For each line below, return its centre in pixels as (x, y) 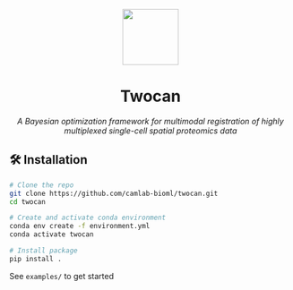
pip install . (36, 259)
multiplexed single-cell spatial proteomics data (151, 131)
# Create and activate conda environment (88, 218)
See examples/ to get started (62, 276)
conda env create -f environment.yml (80, 226)
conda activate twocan (52, 235)
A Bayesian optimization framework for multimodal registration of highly (151, 121)
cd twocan (28, 201)
